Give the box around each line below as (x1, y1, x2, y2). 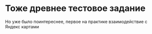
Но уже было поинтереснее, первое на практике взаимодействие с (5, 19, 148, 24)
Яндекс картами (5, 23, 39, 29)
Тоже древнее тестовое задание (5, 3, 146, 14)
